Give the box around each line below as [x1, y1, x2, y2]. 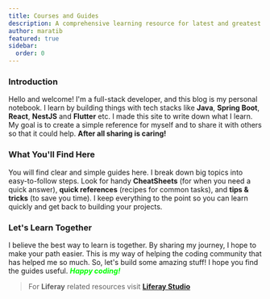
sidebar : [8, 42, 38, 50]
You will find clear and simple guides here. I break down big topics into [8, 167, 243, 177]
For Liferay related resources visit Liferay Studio [27, 281, 191, 291]
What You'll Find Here [8, 149, 95, 160]
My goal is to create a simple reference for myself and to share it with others [8, 120, 262, 130]
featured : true [8, 34, 60, 43]
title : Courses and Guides [8, 11, 99, 20]
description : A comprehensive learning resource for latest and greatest [8, 19, 262, 27]
